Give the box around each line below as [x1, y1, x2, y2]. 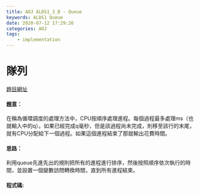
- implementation [17, 37, 61, 43]
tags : [6, 31, 20, 37]
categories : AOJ [6, 25, 47, 32]
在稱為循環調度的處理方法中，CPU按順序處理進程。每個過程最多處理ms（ [6, 115, 189, 122]
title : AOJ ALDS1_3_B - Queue [6, 8, 83, 15]
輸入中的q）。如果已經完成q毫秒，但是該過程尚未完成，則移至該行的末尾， [11, 123, 195, 130]
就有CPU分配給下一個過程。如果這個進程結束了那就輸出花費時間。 [6, 130, 170, 137]
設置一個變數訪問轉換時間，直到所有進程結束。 [22, 166, 139, 174]
